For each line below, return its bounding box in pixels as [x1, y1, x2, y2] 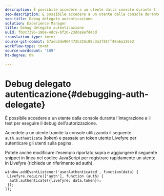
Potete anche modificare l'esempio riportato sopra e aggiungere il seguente [5, 150, 157, 156]
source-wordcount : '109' [5, 48, 56, 53]
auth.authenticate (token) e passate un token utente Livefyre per [5, 135, 137, 141]
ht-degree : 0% [5, 52, 34, 58]
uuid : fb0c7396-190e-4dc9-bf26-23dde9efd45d [5, 30, 97, 35]
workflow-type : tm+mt [5, 44, 49, 49]
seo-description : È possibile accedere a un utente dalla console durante [5, 12, 161, 17]
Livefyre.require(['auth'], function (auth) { [7, 174, 104, 179]
